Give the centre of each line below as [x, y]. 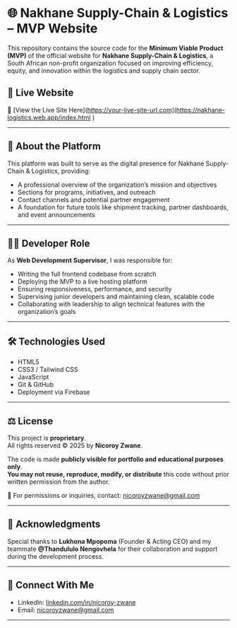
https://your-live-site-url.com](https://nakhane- [156, 110]
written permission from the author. [59, 482]
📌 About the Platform [54, 146]
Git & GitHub [36, 385]
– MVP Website [53, 29]
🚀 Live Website [41, 93]
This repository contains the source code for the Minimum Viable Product [115, 48]
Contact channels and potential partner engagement [94, 199]
